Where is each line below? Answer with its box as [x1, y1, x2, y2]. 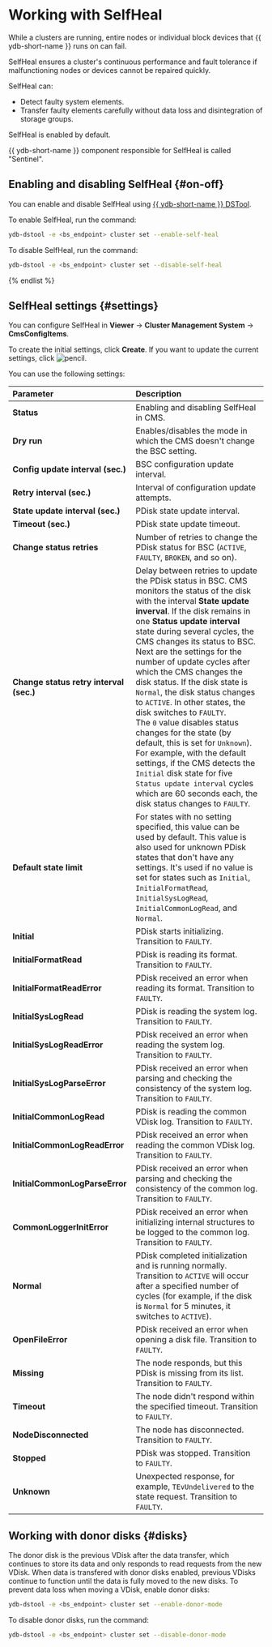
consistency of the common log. [135, 1183, 257, 1195]
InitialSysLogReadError [12, 1039, 104, 1050]
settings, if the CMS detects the [135, 758, 256, 769]
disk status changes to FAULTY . [135, 798, 251, 810]
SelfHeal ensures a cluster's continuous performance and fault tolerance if [8, 57, 257, 66]
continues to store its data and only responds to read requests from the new [8, 1559, 262, 1569]
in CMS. [135, 412, 166, 423]
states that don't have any [135, 852, 235, 863]
